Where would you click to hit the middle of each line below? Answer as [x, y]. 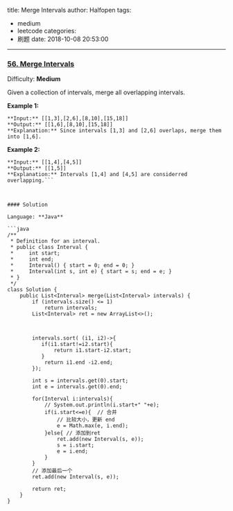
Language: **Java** [35, 217]
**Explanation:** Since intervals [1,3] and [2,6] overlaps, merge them [114, 131]
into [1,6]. [24, 137]
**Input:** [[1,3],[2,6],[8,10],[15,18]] [68, 119]
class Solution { [32, 290]
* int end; [32, 259]
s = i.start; [76, 445]
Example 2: [24, 150]
